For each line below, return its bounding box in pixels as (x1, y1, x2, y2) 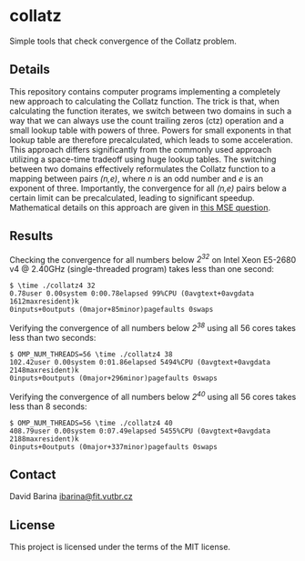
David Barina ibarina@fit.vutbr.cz (9, 491, 134, 502)
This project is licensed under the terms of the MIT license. (9, 542, 230, 553)
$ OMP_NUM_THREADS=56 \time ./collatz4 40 (9, 418, 173, 427)
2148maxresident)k (9, 366, 79, 375)
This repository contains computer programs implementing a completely (9, 85, 280, 96)
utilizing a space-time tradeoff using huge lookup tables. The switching (9, 154, 277, 165)
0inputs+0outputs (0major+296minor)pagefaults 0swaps (9, 374, 219, 383)
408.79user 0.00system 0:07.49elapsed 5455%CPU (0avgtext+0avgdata (9, 426, 271, 436)
